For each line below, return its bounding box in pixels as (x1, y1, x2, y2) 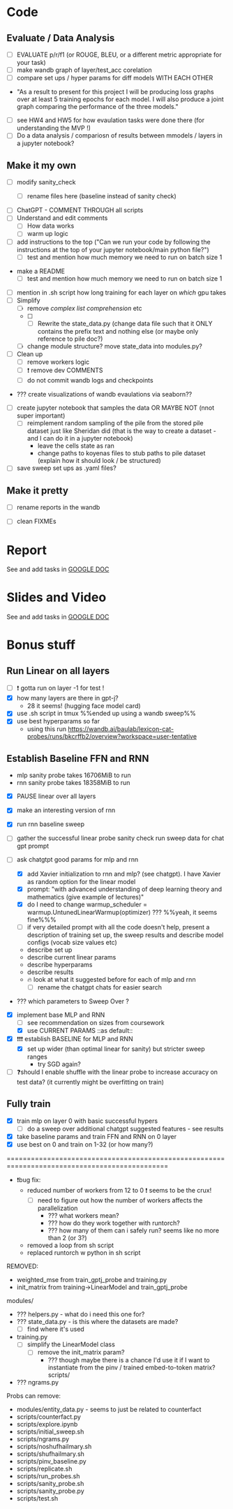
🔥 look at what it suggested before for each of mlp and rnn (27, 975, 196, 983)
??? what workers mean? (47, 1212, 119, 1220)
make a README (16, 267, 66, 275)
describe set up (27, 945, 73, 954)
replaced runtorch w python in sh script (27, 1249, 141, 1257)
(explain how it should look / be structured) (37, 457, 161, 465)
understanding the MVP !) (16, 124, 91, 133)
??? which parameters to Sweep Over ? (16, 996, 130, 1006)
